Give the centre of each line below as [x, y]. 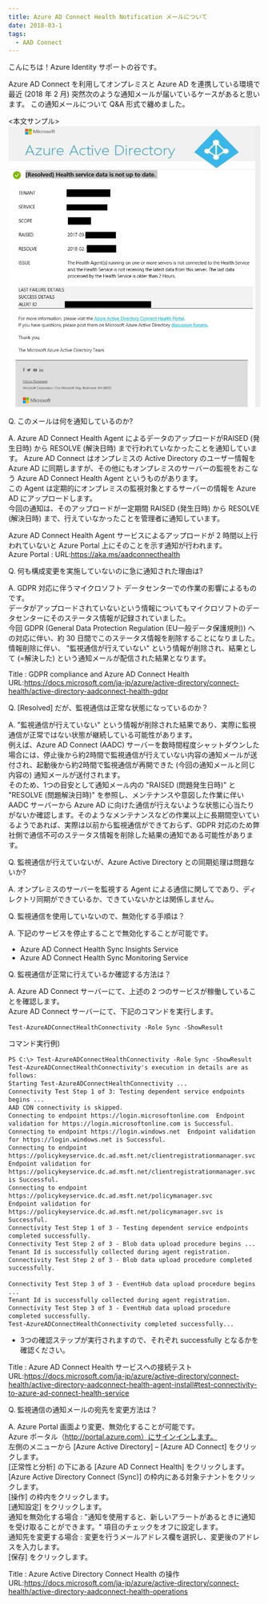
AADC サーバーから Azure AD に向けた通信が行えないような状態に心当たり [131, 805]
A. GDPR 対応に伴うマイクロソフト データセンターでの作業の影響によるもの [133, 588]
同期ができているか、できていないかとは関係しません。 [127, 899]
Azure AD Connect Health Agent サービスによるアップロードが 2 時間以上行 [133, 535]
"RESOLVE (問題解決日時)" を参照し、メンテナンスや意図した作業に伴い [126, 795]
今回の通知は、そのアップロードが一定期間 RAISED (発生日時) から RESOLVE [134, 508]
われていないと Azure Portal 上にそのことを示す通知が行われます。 [117, 546]
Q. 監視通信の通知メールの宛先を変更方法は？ [83, 1410]
